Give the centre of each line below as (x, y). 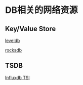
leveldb (13, 41)
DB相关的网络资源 (41, 10)
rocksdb (14, 50)
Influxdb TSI (18, 78)
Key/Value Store (30, 28)
